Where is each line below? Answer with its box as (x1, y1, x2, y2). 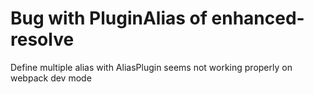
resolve (10, 28, 75, 51)
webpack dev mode (10, 72, 92, 84)
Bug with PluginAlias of (10, 7, 208, 30)
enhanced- (211, 7, 305, 30)
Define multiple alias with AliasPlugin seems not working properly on (10, 61, 293, 73)
